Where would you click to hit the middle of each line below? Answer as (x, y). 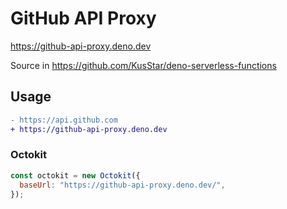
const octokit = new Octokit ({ (75, 175)
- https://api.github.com (64, 120)
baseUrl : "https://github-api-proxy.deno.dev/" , (122, 185)
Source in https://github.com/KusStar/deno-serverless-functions (143, 65)
